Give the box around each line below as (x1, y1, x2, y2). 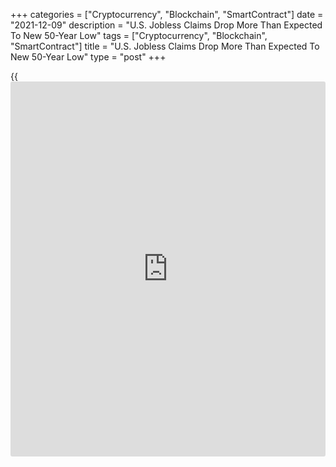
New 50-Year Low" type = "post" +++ (10, 51, 167, 63)
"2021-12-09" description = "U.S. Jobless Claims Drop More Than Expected (10, 19, 323, 31)
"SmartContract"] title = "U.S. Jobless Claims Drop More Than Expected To (10, 40, 320, 52)
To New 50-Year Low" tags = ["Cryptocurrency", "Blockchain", (10, 30, 268, 41)
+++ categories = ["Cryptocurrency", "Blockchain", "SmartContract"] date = (10, 9, 324, 20)
